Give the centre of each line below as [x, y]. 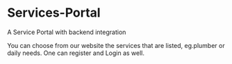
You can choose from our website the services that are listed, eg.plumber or [116, 45]
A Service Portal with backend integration [67, 32]
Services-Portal [54, 13]
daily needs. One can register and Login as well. [76, 53]
